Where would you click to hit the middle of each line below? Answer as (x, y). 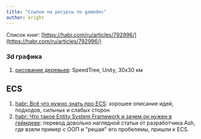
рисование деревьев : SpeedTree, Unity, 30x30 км (79, 69)
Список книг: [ (25, 34)
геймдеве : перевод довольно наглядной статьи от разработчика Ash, (105, 123)
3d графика (24, 57)
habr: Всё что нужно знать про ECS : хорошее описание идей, (94, 103)
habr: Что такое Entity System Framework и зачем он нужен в (93, 116)
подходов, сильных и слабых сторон (62, 110)
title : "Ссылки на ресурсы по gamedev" (56, 12)
